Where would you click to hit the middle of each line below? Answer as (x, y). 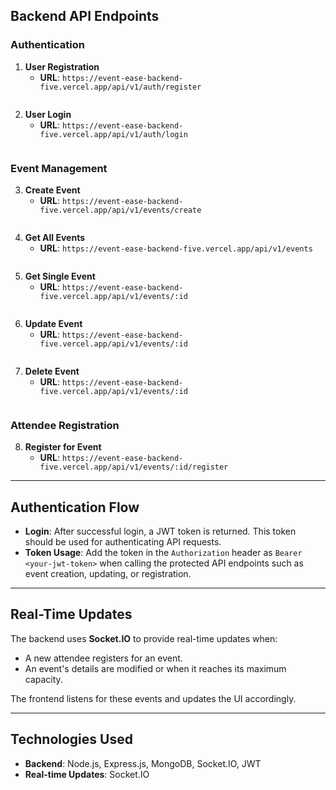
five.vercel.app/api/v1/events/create (120, 210)
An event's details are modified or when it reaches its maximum (155, 668)
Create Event (52, 190)
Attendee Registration (65, 425)
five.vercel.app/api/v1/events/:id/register (134, 467)
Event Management (59, 168)
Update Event (53, 323)
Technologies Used (71, 739)
